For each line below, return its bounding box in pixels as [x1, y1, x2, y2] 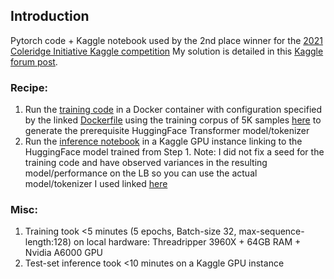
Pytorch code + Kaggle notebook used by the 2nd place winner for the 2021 [10, 34, 323, 46]
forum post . [10, 55, 58, 68]
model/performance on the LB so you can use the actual [24, 167, 258, 179]
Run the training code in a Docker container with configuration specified [24, 104, 322, 116]
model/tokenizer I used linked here [24, 178, 168, 190]
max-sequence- [238, 225, 305, 238]
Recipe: [10, 80, 48, 94]
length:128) [24, 236, 72, 248]
